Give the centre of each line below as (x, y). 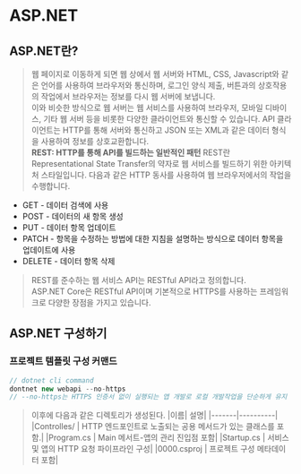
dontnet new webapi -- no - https (68, 389)
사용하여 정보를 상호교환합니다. (95, 141)
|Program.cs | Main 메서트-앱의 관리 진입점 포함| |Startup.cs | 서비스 (168, 438)
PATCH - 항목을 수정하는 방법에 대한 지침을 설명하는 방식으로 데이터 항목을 (153, 239)
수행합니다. (51, 186)
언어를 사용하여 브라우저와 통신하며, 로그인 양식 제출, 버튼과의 (149, 85)
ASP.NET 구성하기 (58, 334)
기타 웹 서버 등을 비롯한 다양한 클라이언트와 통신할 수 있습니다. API (159, 119)
